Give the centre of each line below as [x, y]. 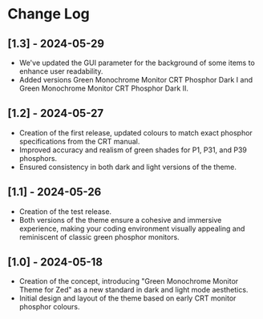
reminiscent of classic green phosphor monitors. [99, 236]
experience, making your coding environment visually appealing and [132, 228]
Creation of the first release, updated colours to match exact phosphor [136, 132]
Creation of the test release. [65, 211]
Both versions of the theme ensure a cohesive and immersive [120, 220]
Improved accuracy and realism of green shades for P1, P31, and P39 [133, 150]
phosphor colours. [50, 307]
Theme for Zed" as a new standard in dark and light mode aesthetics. [134, 290]
